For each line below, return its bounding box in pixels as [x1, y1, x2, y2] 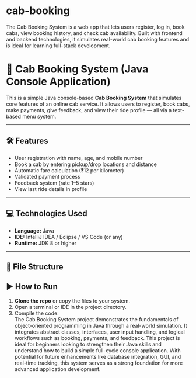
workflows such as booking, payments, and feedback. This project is [14, 334, 180, 341]
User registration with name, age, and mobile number [14, 154, 143, 161]
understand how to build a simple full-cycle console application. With [14, 346, 181, 354]
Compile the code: [14, 310, 60, 317]
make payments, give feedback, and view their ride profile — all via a [6, 106, 172, 113]
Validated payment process [14, 173, 80, 180]
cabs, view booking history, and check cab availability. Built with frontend [6, 29, 183, 36]
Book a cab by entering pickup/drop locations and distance [14, 161, 157, 168]
